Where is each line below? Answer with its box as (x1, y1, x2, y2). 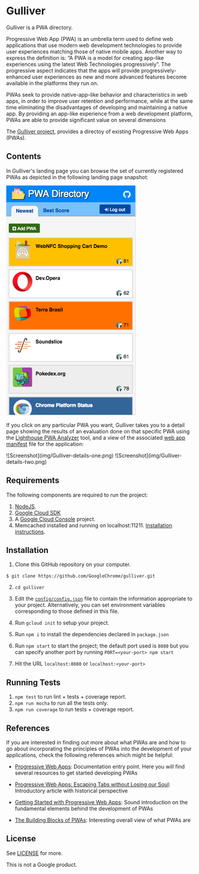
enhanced (6, 73, 31, 80)
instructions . (14, 528, 46, 535)
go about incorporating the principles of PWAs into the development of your (6, 745, 192, 752)
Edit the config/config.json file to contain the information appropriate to (14, 595, 193, 602)
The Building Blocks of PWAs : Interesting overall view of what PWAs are (14, 816, 191, 823)
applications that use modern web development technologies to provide (6, 42, 182, 49)
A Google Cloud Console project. (14, 515, 96, 523)
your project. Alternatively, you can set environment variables (14, 602, 165, 609)
